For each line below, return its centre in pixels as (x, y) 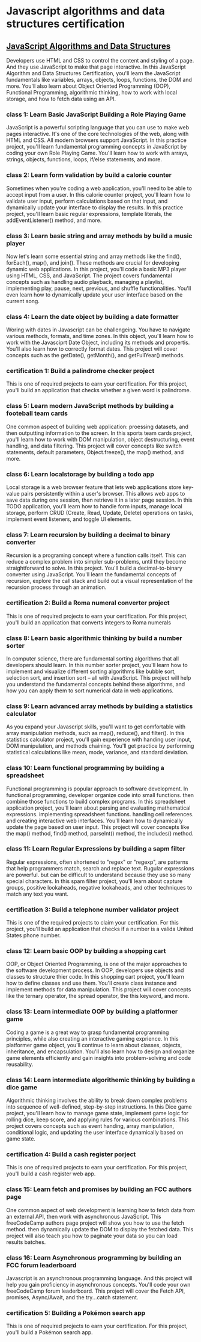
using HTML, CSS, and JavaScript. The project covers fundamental (89, 275)
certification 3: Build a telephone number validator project (92, 910)
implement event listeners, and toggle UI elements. (69, 519)
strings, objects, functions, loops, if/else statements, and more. (84, 159)
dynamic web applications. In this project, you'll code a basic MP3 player (96, 269)
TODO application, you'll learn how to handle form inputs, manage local (94, 506)
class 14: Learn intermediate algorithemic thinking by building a (101, 1080)
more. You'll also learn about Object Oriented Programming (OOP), (88, 86)
